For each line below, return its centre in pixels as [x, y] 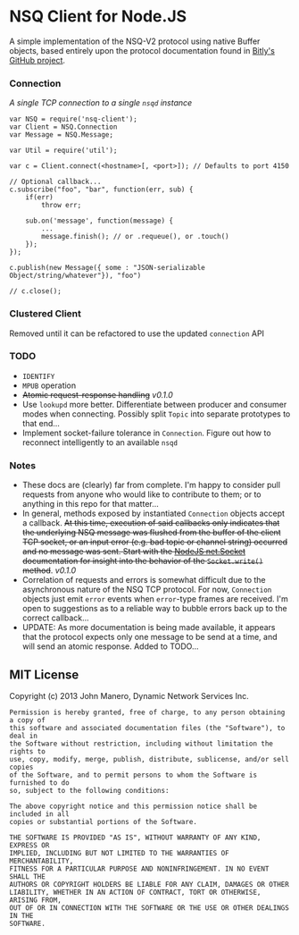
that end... [41, 423]
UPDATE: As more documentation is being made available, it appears [149, 628]
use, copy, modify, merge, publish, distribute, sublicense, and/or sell [149, 759]
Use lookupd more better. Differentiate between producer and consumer [154, 404]
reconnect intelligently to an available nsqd [100, 442]
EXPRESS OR [29, 845]
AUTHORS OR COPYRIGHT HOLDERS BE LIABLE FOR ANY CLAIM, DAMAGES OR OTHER [149, 884]
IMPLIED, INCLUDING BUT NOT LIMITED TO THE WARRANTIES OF [119, 853]
